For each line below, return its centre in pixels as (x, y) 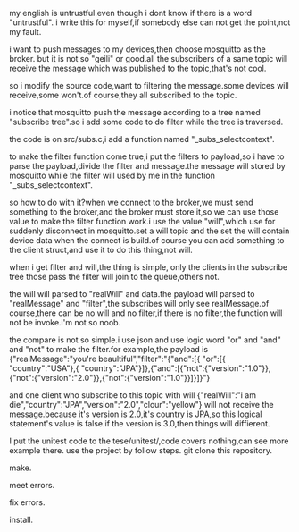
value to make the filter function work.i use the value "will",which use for (142, 221)
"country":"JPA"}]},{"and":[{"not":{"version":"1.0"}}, (176, 368)
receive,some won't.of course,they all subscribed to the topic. (123, 95)
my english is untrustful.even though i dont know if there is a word (131, 13)
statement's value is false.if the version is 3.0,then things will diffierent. (140, 423)
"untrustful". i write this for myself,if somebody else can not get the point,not (150, 22)
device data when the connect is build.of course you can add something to (147, 240)
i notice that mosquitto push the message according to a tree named (135, 112)
